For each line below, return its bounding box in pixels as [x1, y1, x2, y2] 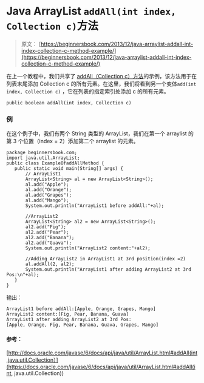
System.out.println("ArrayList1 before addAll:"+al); [25, 203, 165, 209]
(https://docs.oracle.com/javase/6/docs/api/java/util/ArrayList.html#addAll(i [6, 363, 195, 371]
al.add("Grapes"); [25, 192, 72, 198]
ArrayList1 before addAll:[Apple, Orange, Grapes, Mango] [6, 306, 156, 312]
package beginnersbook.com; [6, 150, 78, 156]
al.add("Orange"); [25, 187, 72, 193]
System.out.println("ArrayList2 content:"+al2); [25, 245, 151, 251]
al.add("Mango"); [25, 197, 69, 204]
